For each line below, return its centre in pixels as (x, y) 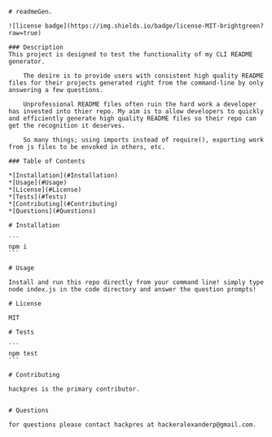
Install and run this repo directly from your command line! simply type (136, 282)
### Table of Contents (47, 161)
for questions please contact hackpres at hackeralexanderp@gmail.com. (132, 425)
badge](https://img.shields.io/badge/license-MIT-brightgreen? (154, 26)
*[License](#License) (45, 190)
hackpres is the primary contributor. (74, 389)
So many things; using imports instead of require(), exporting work (144, 140)
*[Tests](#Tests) (38, 197)
